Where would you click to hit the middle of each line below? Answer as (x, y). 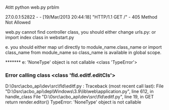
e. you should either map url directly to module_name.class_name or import (84, 47)
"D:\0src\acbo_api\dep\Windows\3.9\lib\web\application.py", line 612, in (79, 91)
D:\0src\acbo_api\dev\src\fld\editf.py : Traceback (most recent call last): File (84, 86)
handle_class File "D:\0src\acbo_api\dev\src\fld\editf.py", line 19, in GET (79, 97)
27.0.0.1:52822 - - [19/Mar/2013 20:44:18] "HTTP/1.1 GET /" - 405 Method (81, 17)
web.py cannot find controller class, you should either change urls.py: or (81, 32)
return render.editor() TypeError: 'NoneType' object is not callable (73, 102)
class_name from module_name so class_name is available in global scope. (83, 52)
